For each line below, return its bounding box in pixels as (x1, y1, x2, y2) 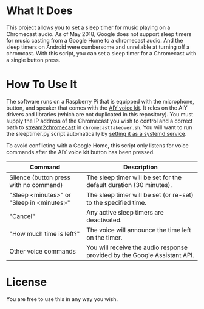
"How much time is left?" (9, 229, 80, 238)
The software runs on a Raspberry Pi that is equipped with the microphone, (6, 98, 194, 105)
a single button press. (6, 56, 61, 63)
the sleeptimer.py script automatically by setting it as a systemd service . (6, 130, 187, 137)
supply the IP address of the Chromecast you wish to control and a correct (6, 117, 193, 124)
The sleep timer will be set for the (86, 173, 182, 182)
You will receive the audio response (86, 243, 188, 252)
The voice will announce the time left (86, 226, 191, 234)
